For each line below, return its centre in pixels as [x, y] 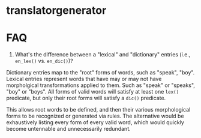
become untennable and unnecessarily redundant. [68, 129]
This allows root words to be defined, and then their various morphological [98, 110]
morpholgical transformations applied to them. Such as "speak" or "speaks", [100, 85]
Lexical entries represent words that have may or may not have [84, 79]
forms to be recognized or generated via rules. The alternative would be [95, 116]
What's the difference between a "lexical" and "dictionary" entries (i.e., [103, 55]
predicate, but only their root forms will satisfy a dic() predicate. [86, 98]
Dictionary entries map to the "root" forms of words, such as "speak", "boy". [100, 73]
